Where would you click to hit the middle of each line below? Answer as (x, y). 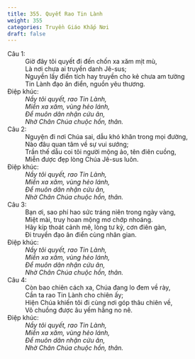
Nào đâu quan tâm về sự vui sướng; (77, 144)
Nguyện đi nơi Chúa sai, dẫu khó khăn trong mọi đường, (106, 137)
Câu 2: (17, 129)
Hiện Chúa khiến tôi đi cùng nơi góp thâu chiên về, (99, 303)
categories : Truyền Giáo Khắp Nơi (58, 27)
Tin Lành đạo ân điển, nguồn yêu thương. (85, 84)
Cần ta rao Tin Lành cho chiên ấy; (74, 295)
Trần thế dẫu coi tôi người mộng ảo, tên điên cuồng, (101, 152)
